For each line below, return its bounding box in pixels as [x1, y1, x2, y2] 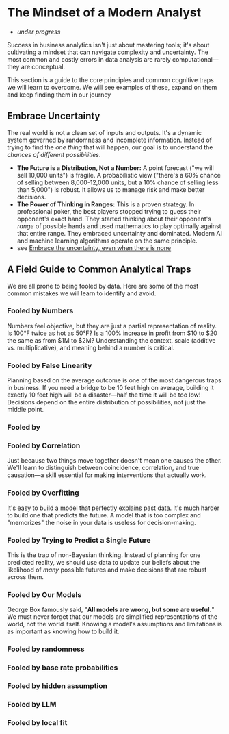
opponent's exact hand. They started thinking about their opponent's [16, 215, 212, 223]
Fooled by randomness [7, 644, 85, 654]
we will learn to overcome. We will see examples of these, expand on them [7, 83, 217, 91]
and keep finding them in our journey [7, 90, 111, 99]
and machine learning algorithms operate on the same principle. [16, 236, 198, 245]
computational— [172, 55, 219, 63]
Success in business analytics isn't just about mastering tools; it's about [7, 40, 210, 49]
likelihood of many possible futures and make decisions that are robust [7, 565, 207, 574]
